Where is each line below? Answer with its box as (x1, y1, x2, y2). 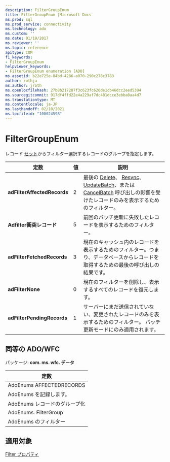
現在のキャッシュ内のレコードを (83, 238, 159, 245)
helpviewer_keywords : (5, 64, 51, 69)
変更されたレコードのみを (93, 311, 154, 318)
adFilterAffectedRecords (8, 188, 68, 195)
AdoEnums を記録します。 (8, 390, 70, 398)
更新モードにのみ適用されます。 (83, 326, 159, 333)
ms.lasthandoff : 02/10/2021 (5, 107, 65, 112)
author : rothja (5, 78, 37, 83)
